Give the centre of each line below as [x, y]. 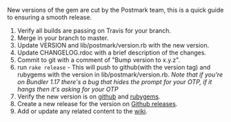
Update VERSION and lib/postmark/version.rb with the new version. [113, 45]
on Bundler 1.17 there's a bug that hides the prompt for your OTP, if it [114, 82]
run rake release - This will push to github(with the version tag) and [114, 67]
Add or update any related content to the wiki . [82, 111]
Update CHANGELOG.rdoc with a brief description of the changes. [112, 52]
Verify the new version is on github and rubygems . [89, 96]
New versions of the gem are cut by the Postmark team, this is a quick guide [115, 10]
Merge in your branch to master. [63, 38]
